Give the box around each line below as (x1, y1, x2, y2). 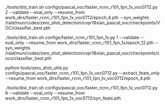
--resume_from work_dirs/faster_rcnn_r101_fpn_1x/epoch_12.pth (25, 40, 154, 46)
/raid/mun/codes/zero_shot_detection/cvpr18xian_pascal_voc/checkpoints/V (5, 20, 160, 26)
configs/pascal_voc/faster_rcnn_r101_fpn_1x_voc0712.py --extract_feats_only (5, 70, 160, 76)
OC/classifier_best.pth (5, 25, 51, 31)
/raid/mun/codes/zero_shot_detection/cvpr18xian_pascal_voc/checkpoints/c (5, 50, 160, 56)
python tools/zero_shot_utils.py (5, 65, 68, 71)
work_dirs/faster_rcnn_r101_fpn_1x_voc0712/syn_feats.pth (5, 95, 121, 101)
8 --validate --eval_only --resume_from (5, 90, 85, 96)
